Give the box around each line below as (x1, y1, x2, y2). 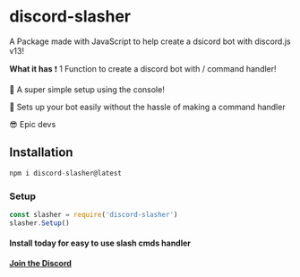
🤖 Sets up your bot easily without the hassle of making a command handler (9, 101, 286, 112)
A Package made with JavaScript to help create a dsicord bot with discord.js (9, 36, 291, 47)
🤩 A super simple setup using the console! (9, 83, 166, 95)
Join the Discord (9, 257, 72, 268)
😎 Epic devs (9, 118, 56, 129)
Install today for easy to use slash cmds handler (9, 238, 191, 248)
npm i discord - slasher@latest (9, 169, 123, 177)
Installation (9, 145, 73, 160)
